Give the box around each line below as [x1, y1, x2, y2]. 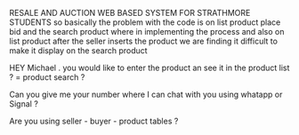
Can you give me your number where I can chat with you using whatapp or [9, 89, 283, 99]
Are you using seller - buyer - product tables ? [9, 115, 179, 126]
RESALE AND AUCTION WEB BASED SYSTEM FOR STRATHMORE [9, 8, 251, 18]
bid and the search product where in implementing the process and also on [9, 27, 285, 36]
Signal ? [9, 99, 38, 109]
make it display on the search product [9, 45, 149, 56]
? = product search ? [9, 72, 85, 83]
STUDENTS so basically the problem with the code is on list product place [9, 17, 281, 28]
